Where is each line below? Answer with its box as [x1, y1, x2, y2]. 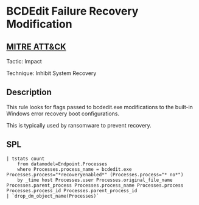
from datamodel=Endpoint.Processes [17, 160, 108, 167]
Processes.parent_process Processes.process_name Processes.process [6, 182, 184, 189]
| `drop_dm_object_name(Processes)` [6, 193, 99, 199]
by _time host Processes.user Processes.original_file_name [17, 177, 173, 183]
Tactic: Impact [6, 58, 42, 65]
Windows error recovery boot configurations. [6, 110, 120, 117]
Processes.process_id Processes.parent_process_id [6, 187, 138, 193]
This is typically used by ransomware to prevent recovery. [6, 121, 152, 129]
